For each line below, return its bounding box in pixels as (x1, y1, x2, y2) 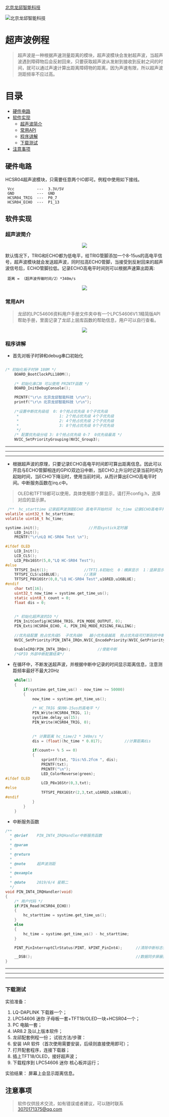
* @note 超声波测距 (10, 861, 56, 866)
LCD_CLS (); (14, 553, 37, 558)
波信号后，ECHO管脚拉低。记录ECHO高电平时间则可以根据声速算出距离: (5, 265, 155, 271)
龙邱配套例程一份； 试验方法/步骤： (12, 1034, 87, 1040)
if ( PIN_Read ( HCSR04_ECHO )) (14, 903, 71, 909)
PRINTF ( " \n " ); (41, 767, 71, 772)
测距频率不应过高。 (17, 71, 58, 77)
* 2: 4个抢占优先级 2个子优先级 (16, 418, 114, 423)
